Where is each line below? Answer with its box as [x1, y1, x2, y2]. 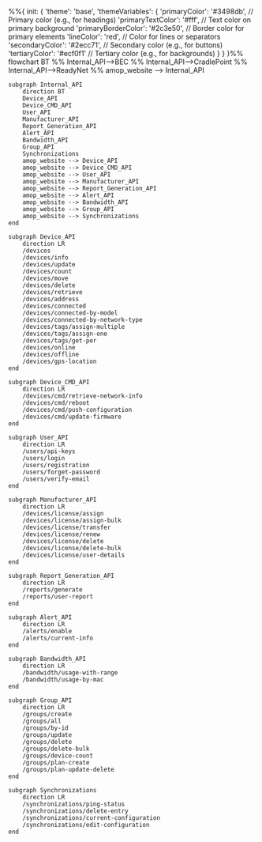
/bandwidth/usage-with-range [22, 669, 118, 677]
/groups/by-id [22, 724, 69, 732]
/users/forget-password [22, 468, 101, 476]
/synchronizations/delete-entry [22, 807, 129, 815]
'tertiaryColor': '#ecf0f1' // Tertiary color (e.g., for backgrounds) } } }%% [8, 49, 244, 58]
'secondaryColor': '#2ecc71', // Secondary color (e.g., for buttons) [8, 40, 223, 50]
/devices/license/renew [22, 530, 101, 538]
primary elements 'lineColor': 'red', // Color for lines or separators [8, 32, 221, 41]
